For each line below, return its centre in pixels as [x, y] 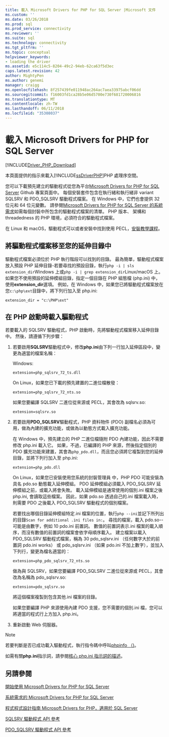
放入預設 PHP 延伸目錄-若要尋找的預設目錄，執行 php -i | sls [70, 265]
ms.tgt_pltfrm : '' [24, 48]
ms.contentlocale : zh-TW [31, 104]
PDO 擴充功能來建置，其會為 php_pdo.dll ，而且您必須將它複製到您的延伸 [88, 452]
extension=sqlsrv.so [34, 412]
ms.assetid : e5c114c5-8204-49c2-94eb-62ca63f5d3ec [60, 66]
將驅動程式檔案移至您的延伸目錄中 [58, 246]
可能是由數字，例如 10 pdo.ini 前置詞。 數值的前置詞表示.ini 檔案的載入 [86, 526]
